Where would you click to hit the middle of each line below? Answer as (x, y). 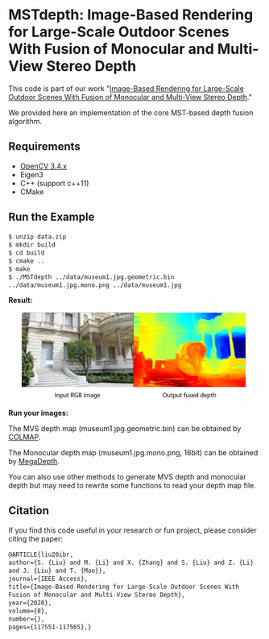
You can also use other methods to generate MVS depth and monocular (127, 476)
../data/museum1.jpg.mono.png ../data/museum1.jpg (95, 285)
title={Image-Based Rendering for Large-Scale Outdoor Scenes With (124, 587)
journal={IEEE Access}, (48, 579)
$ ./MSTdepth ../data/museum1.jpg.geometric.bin (91, 277)
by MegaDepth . (34, 461)
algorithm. (25, 121)
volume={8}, (28, 611)
